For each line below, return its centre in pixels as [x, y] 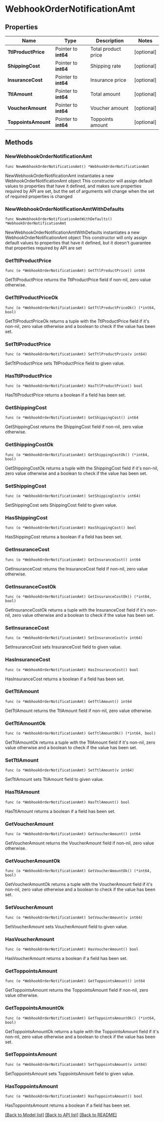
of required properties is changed [39, 196]
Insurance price [108, 80]
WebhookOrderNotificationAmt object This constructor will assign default [79, 181]
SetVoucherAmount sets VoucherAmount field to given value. [67, 926]
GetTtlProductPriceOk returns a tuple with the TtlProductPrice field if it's [77, 321]
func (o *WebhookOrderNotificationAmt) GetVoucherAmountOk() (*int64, [78, 871]
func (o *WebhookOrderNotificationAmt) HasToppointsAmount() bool [74, 1097]
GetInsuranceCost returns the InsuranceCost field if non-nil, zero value [76, 569]
